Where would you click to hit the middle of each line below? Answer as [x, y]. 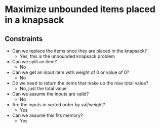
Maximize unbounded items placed [80, 9]
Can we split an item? [34, 61]
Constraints [24, 39]
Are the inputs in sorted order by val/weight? [58, 104]
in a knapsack [34, 20]
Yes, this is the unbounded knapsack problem [67, 56]
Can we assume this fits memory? [47, 115]
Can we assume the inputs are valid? [50, 94]
